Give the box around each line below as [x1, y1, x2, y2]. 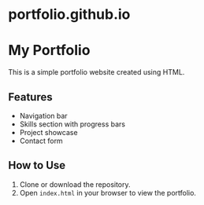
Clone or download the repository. [19, 179, 132, 189]
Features [8, 90, 53, 104]
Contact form [19, 136, 63, 145]
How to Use [8, 159, 66, 172]
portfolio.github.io [8, 5, 131, 24]
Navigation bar [19, 111, 69, 120]
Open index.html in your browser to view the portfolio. [19, 188, 197, 197]
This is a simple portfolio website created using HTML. [8, 68, 185, 77]
